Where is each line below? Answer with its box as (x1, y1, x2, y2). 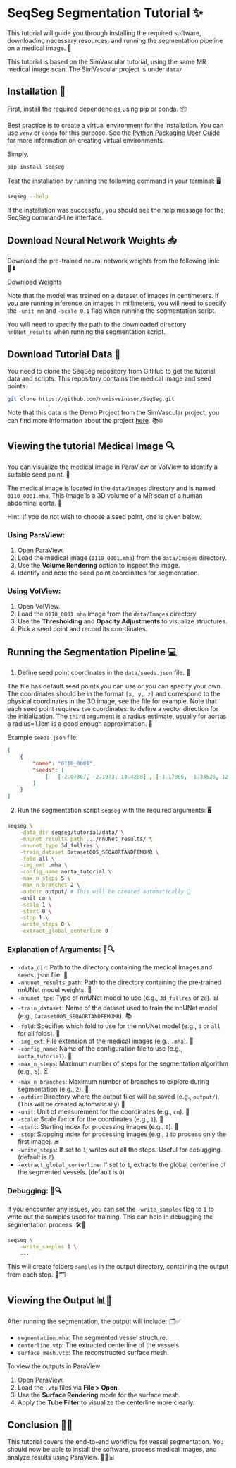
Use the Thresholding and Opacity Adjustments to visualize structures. (17, 617, 228, 626)
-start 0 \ (20, 907, 52, 915)
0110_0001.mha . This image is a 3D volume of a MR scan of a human (7, 491, 203, 499)
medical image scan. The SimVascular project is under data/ (7, 65, 182, 73)
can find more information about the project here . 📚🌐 (7, 417, 164, 424)
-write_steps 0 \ (20, 921, 71, 928)
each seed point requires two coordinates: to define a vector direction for (7, 705, 219, 713)
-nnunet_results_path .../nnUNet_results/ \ (20, 835, 153, 842)
